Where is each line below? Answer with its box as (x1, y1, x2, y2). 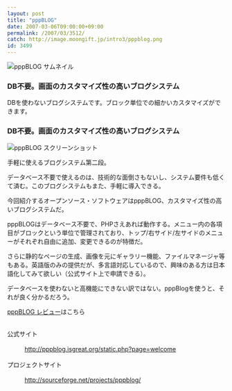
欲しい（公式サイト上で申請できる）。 (43, 269, 150, 278)
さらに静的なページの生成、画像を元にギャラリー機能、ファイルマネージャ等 (7, 251, 225, 260)
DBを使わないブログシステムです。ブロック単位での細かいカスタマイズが (7, 99, 215, 107)
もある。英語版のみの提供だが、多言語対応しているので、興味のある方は (7, 260, 213, 269)
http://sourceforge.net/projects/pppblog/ (24, 376, 141, 384)
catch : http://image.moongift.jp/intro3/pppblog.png (7, 36, 163, 43)
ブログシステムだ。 (12, 205, 68, 213)
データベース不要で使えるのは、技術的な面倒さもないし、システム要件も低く (7, 173, 225, 181)
